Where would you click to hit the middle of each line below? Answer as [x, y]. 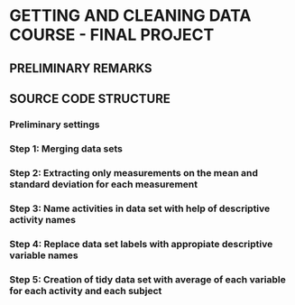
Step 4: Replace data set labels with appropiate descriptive [141, 244]
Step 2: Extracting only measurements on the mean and [134, 172]
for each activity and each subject [86, 291]
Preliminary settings [55, 125]
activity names [43, 219]
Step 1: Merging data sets [66, 148]
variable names [44, 255]
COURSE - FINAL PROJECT [112, 35]
